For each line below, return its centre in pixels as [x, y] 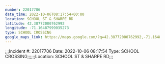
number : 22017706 [23, 10]
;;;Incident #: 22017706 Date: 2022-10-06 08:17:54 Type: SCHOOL [72, 51]
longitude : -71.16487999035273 [37, 28]
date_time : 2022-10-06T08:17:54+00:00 [45, 14]
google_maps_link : [24, 37]
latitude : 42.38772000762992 [35, 23]
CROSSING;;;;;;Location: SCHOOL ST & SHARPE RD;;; [59, 56]
